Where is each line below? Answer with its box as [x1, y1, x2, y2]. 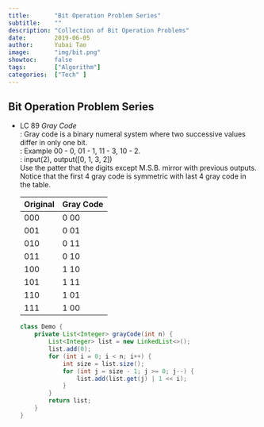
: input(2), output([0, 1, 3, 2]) [19, 155, 113, 164]
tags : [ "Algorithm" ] [8, 63, 101, 71]
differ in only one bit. [19, 138, 88, 148]
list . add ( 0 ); [48, 345, 92, 353]
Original [23, 199, 55, 210]
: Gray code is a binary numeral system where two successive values [19, 129, 246, 139]
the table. [19, 180, 52, 190]
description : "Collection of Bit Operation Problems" [8, 26, 190, 34]
